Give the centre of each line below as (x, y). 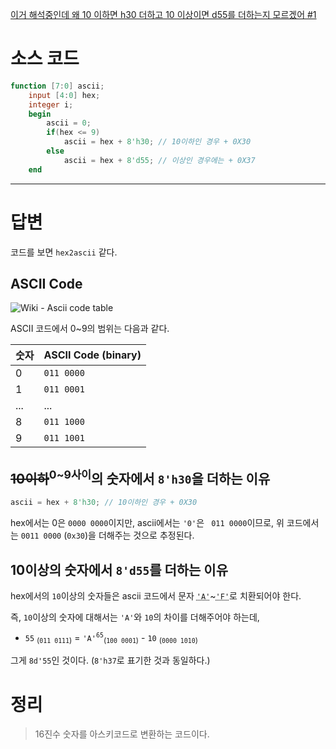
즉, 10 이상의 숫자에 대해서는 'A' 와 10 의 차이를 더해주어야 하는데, (135, 617)
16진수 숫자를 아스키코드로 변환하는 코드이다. (122, 734)
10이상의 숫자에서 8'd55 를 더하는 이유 (119, 569)
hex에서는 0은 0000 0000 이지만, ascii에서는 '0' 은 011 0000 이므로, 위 (147, 523)
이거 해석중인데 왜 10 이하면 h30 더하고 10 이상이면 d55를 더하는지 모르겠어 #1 (163, 14)
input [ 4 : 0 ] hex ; (64, 95)
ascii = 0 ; (69, 123)
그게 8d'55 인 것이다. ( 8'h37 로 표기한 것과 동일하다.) (110, 660)
